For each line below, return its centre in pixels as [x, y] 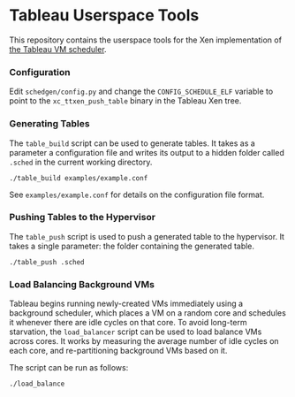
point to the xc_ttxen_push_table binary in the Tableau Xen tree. [125, 101]
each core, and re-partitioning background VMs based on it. [118, 351]
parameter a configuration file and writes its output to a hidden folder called [147, 152]
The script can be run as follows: [69, 368]
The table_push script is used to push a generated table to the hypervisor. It [147, 236]
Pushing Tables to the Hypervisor [83, 218]
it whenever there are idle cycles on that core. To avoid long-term [128, 323]
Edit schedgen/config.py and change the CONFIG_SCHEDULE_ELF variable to [141, 92]
